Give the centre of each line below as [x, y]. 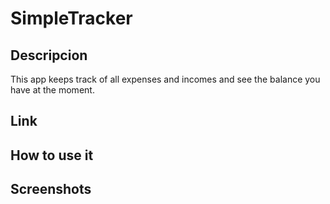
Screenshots [51, 189]
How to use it [52, 155]
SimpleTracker [71, 18]
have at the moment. [52, 90]
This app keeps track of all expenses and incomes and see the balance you [165, 79]
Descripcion [49, 55]
